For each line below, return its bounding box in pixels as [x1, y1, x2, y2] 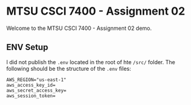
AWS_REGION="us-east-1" [6, 76, 67, 83]
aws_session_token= [6, 93, 56, 99]
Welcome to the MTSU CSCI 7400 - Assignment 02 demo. [6, 24, 152, 32]
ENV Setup [6, 42, 49, 52]
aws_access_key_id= [6, 82, 56, 88]
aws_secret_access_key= [6, 87, 67, 93]
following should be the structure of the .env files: [6, 65, 131, 72]
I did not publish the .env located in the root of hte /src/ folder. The [6, 58, 175, 65]
